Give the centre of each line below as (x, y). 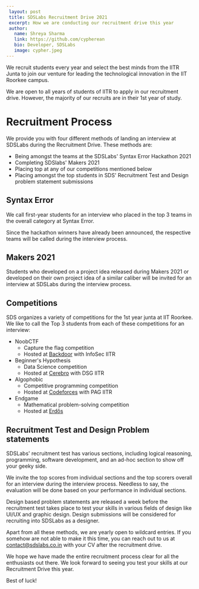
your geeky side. (27, 466)
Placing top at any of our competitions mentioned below (83, 169)
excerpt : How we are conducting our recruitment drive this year (91, 23)
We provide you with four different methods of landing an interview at (91, 138)
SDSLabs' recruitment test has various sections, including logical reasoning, (99, 453)
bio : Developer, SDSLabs (45, 45)
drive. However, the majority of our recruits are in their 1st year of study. (94, 98)
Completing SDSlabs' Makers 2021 (57, 162)
